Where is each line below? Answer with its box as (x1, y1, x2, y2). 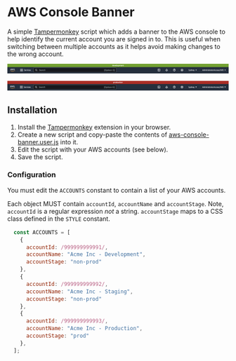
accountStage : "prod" (25, 332, 90, 340)
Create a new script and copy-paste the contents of (17, 130, 167, 139)
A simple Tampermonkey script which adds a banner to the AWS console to (7, 27, 226, 36)
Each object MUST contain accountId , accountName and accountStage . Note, (7, 199, 224, 207)
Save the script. (17, 152, 63, 161)
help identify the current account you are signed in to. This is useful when (7, 34, 221, 43)
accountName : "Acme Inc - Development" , (25, 251, 146, 258)
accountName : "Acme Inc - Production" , (25, 325, 143, 332)
